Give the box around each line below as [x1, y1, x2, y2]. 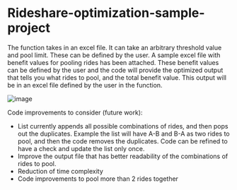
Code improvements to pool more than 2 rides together [17, 174, 179, 183]
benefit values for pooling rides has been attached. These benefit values [7, 58, 219, 66]
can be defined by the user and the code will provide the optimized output [7, 66, 224, 74]
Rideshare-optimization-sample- [7, 5, 205, 21]
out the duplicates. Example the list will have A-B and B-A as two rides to [17, 129, 230, 138]
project [7, 20, 51, 36]
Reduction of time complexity [17, 167, 104, 175]
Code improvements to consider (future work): [7, 108, 143, 117]
